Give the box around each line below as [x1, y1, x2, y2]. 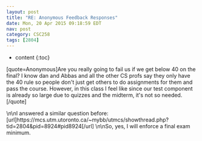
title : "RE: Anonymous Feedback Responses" [6, 15, 118, 21]
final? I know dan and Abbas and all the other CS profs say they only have [6, 72, 190, 79]
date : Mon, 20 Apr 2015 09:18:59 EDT [6, 20, 102, 26]
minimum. [6, 129, 32, 136]
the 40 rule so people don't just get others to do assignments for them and [6, 78, 193, 86]
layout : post [6, 9, 39, 15]
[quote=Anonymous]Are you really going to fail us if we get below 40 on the [6, 66, 196, 73]
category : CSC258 [6, 32, 50, 38]
